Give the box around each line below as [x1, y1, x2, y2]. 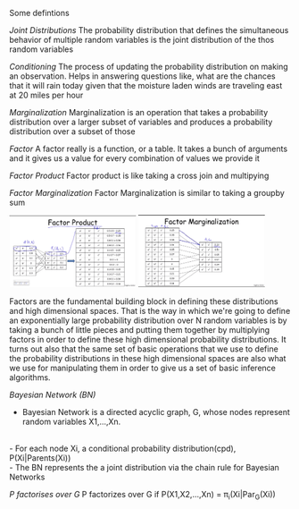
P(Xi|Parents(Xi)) [9, 452, 71, 463]
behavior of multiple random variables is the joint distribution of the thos [9, 35, 275, 45]
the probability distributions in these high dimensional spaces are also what [9, 352, 287, 363]
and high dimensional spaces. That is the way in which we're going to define [9, 305, 291, 316]
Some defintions [9, 8, 70, 18]
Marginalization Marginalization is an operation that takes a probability [9, 107, 269, 117]
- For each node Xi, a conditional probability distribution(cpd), [9, 443, 237, 454]
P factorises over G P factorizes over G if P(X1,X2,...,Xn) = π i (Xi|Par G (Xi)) [9, 488, 277, 502]
